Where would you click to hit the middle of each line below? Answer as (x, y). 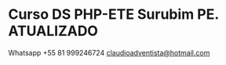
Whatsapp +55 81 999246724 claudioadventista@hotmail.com (109, 52)
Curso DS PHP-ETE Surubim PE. (113, 14)
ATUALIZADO (53, 31)
